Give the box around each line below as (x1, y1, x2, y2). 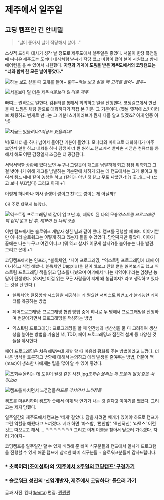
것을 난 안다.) (10, 282, 36, 288)
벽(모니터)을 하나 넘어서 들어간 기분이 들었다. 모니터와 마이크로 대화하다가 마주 (5, 139, 155, 145)
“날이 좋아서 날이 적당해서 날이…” (17, 40, 81, 45)
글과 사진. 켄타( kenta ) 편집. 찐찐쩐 (5, 490, 70, 496)
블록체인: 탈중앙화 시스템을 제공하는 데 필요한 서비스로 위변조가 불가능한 (12, 292, 150, 298)
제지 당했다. (14, 404, 37, 410)
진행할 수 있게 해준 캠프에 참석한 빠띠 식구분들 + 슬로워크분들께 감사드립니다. (10, 449, 157, 455)
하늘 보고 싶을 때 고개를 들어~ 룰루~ (78, 79, 146, 85)
